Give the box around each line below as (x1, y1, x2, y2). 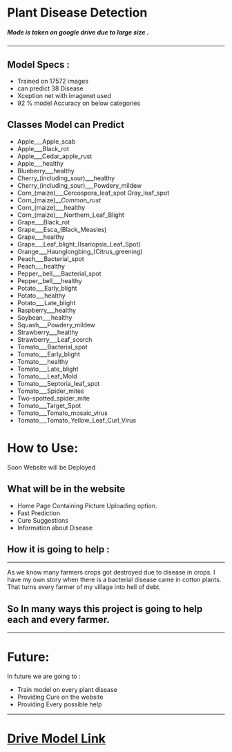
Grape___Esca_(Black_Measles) (17, 225, 107, 233)
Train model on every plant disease (17, 686, 117, 694)
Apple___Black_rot (17, 144, 69, 153)
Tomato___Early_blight (17, 350, 81, 358)
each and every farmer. (7, 613, 110, 626)
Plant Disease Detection (7, 5, 148, 21)
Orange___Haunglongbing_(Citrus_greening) (17, 247, 143, 256)
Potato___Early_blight (17, 284, 77, 292)
